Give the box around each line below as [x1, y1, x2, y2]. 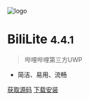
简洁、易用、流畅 [17, 70, 67, 79]
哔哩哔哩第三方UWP [24, 55, 83, 63]
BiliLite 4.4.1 [7, 32, 74, 47]
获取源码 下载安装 [7, 85, 58, 94]
